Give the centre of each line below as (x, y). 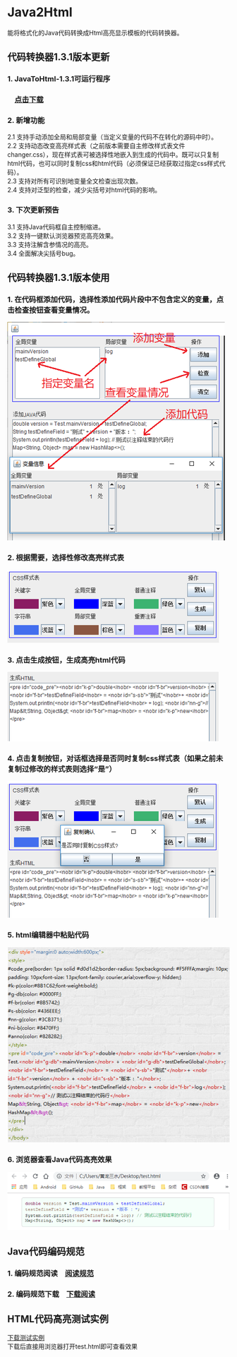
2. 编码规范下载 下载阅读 (51, 1294)
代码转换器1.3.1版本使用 (59, 278)
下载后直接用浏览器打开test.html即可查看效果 (73, 1346)
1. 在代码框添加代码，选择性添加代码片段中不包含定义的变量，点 (116, 299)
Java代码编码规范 (46, 1251)
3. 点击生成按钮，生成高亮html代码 (66, 659)
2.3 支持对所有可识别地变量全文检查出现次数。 (75, 181)
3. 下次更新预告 (34, 210)
